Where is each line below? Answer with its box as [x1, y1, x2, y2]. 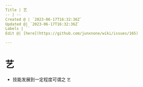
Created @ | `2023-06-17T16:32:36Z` [5, 17, 82, 22]
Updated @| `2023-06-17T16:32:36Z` [5, 21, 80, 27]
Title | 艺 [5, 7, 28, 13]
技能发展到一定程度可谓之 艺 [12, 76, 71, 82]
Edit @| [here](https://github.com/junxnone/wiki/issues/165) [5, 31, 138, 36]
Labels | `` [5, 26, 30, 31]
